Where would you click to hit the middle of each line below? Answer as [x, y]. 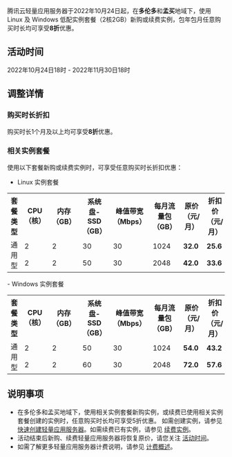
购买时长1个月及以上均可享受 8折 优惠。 [62, 131]
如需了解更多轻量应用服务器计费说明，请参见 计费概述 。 [97, 446]
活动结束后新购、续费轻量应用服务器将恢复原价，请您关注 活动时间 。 [115, 438]
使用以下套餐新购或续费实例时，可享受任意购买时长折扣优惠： [95, 167]
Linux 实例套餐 [38, 182]
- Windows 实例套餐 [36, 284]
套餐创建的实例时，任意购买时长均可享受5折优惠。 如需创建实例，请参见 [120, 420]
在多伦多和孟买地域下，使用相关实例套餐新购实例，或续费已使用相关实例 [120, 412]
